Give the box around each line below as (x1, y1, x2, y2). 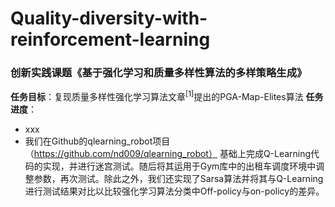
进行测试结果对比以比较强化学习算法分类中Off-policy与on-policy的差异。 (24, 185, 325, 197)
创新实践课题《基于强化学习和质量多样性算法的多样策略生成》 (10, 66, 308, 80)
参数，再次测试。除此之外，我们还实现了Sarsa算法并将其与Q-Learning (33, 173, 324, 185)
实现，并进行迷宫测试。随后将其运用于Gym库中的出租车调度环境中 (42, 160, 317, 172)
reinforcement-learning (10, 28, 211, 51)
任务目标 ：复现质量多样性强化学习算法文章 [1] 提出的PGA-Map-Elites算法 (10, 89, 304, 103)
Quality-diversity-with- (10, 7, 208, 30)
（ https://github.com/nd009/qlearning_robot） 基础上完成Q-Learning (24, 148, 312, 160)
